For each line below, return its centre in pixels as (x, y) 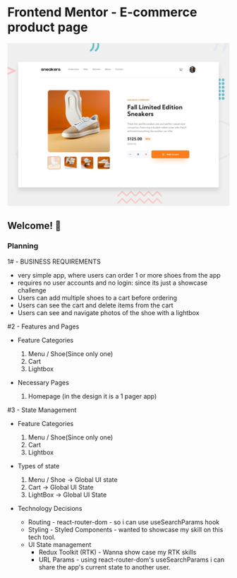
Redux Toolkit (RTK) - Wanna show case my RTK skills (117, 552)
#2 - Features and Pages (43, 326)
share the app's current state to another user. (104, 567)
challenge (32, 290)
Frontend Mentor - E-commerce (102, 12)
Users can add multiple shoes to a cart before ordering (97, 297)
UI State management (60, 544)
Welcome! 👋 (34, 226)
